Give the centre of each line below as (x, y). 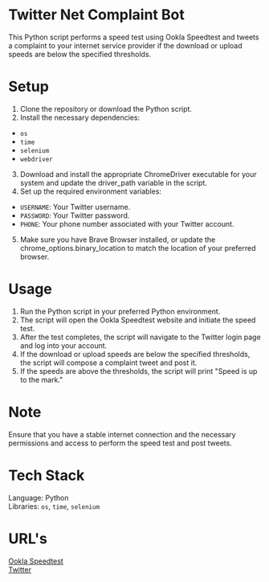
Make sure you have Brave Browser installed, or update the (118, 240)
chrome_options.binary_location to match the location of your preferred (138, 248)
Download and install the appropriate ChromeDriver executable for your (138, 174)
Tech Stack (47, 475)
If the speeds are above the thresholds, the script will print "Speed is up (139, 371)
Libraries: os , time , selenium (54, 506)
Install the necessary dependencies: (80, 117)
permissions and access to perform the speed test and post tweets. (120, 443)
